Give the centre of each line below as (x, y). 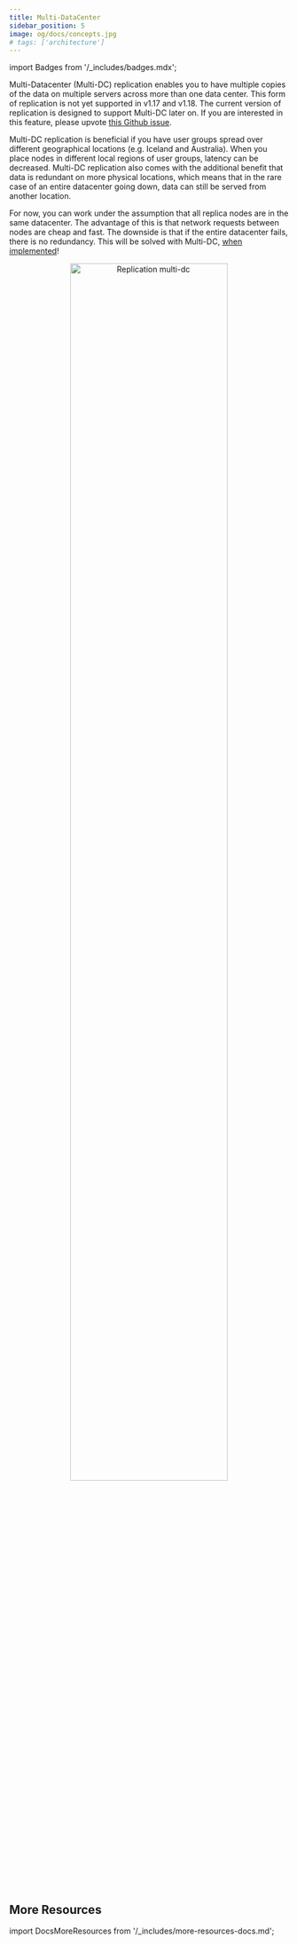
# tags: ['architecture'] (57, 42)
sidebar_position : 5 (47, 26)
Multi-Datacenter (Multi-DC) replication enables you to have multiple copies (148, 84)
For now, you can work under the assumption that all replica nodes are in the (149, 213)
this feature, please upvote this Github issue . (90, 123)
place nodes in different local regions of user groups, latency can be (134, 158)
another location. (40, 196)
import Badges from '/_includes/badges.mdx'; (93, 67)
